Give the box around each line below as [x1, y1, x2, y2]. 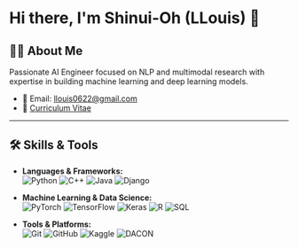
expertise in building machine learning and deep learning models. [9, 76, 248, 87]
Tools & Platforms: [21, 219, 91, 229]
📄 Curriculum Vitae [21, 103, 91, 113]
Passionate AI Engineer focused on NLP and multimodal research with [9, 66, 265, 77]
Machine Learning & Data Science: [21, 192, 153, 203]
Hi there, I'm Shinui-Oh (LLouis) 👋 [9, 8, 260, 28]
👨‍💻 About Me [9, 43, 83, 58]
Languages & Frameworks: [21, 166, 123, 176]
